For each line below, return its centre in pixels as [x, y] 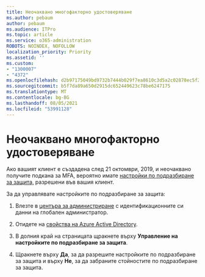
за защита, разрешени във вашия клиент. [60, 182]
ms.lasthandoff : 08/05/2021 [42, 103]
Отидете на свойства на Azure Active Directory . [77, 224]
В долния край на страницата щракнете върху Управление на [96, 236]
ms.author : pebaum [30, 18]
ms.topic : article [30, 35]
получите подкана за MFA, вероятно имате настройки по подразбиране [100, 176]
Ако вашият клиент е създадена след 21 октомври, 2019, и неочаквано [99, 169]
